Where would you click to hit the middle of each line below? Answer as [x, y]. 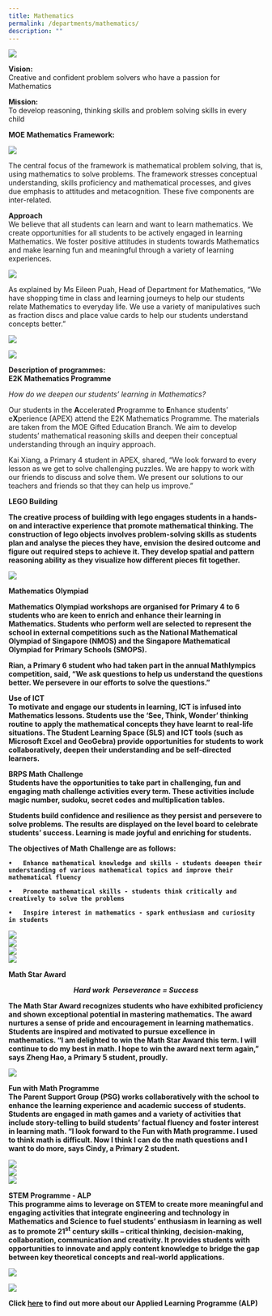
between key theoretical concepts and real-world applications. [117, 1257]
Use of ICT [26, 698]
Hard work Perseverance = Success [136, 990]
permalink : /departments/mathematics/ [74, 23]
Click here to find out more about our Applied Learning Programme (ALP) [133, 1303]
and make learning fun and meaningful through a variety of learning [121, 250]
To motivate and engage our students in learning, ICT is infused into [125, 707]
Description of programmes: [57, 370]
